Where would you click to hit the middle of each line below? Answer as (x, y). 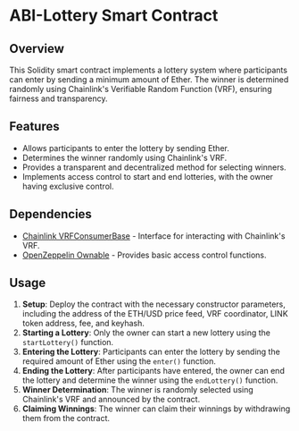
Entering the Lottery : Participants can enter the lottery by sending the (151, 352)
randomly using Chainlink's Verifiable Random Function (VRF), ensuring (141, 89)
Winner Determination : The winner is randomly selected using (138, 390)
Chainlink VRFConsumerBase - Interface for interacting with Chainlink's (154, 236)
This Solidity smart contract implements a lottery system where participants (149, 70)
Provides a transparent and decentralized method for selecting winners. (154, 167)
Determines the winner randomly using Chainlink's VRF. (125, 157)
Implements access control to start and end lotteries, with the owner (148, 176)
